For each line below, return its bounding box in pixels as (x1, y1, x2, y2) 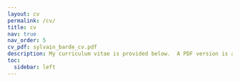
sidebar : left (14, 63, 56, 71)
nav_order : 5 (7, 37, 46, 44)
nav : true (7, 30, 37, 38)
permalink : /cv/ (7, 17, 56, 24)
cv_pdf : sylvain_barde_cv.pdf (7, 43, 98, 51)
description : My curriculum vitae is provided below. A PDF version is (7, 51, 229, 58)
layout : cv (7, 10, 40, 18)
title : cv (7, 24, 37, 31)
